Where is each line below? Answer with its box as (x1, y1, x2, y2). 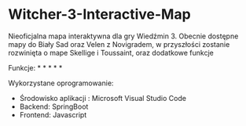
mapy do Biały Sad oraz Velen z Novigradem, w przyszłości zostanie (8, 39, 230, 49)
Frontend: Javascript (19, 110, 87, 119)
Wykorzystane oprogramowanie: (8, 78, 114, 88)
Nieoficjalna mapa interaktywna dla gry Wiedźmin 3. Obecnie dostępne (8, 31, 239, 41)
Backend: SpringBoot (19, 102, 89, 111)
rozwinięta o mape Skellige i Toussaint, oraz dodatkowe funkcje (8, 48, 215, 57)
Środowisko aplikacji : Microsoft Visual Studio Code (19, 93, 187, 103)
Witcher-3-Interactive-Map (8, 5, 191, 23)
